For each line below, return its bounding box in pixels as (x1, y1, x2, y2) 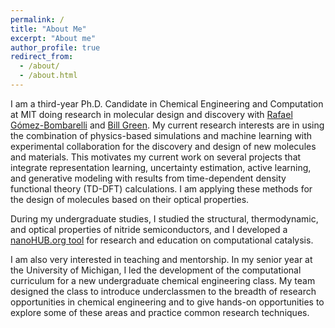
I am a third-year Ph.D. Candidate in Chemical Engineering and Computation (10, 97, 324, 110)
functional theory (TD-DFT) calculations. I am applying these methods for (10, 182, 313, 195)
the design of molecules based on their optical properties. (10, 193, 250, 205)
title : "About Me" (10, 24, 87, 34)
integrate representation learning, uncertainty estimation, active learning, (10, 161, 312, 173)
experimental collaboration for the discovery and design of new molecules (10, 140, 317, 152)
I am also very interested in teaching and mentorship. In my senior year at (10, 253, 313, 265)
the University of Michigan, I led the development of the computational (10, 264, 302, 276)
